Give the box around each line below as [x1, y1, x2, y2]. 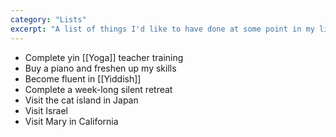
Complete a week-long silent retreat [24, 83, 173, 95]
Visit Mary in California [24, 115, 119, 127]
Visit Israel [24, 104, 68, 116]
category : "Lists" [10, 14, 87, 25]
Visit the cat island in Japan [24, 94, 139, 106]
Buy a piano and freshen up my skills [24, 62, 177, 74]
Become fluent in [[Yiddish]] [24, 72, 142, 85]
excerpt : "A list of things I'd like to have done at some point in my [10, 24, 315, 34]
